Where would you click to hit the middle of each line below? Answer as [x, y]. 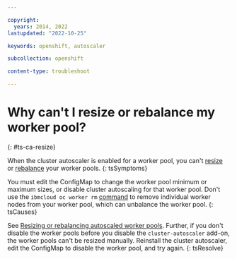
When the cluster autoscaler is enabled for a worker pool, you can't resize [115, 160]
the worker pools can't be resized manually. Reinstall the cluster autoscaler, [117, 240]
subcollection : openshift [45, 59]
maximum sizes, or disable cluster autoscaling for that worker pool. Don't [114, 189]
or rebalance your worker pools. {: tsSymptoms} [77, 168]
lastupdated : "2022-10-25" [47, 33]
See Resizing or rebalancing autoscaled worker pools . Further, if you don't [116, 225]
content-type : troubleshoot [49, 71]
